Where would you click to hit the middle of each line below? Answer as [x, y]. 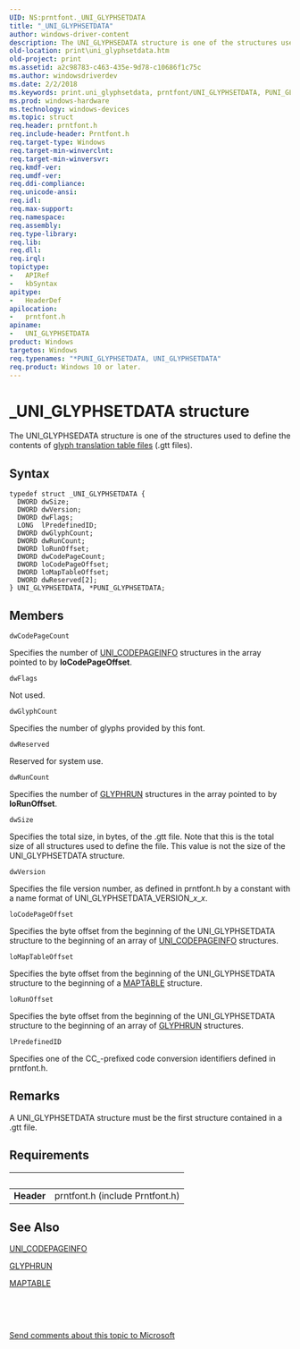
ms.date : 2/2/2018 [43, 84]
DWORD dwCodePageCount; [61, 557]
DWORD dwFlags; [46, 518]
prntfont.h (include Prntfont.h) [117, 1195]
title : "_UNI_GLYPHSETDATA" [62, 26]
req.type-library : [43, 233]
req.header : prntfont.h [54, 126]
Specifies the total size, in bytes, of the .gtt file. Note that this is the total [142, 836]
